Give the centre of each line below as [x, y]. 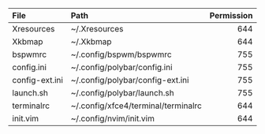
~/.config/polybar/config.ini [121, 67]
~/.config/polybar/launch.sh [123, 93]
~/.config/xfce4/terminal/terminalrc [136, 106]
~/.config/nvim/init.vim [113, 119]
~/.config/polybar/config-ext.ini [130, 80]
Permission [231, 15]
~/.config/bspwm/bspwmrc [121, 54]
